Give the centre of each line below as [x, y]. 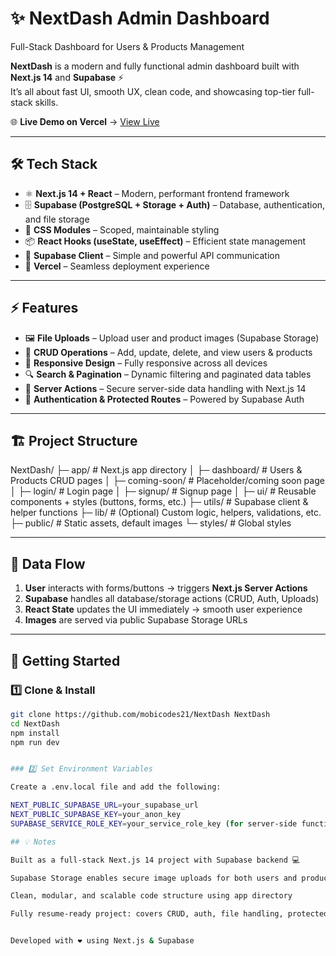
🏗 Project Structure [74, 440]
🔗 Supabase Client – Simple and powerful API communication [152, 255]
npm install [35, 733]
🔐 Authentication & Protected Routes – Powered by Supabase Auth [164, 399]
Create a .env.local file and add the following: [116, 787]
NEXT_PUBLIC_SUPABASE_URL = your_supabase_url [104, 805]
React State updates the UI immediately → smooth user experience [163, 609]
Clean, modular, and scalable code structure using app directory [151, 896]
